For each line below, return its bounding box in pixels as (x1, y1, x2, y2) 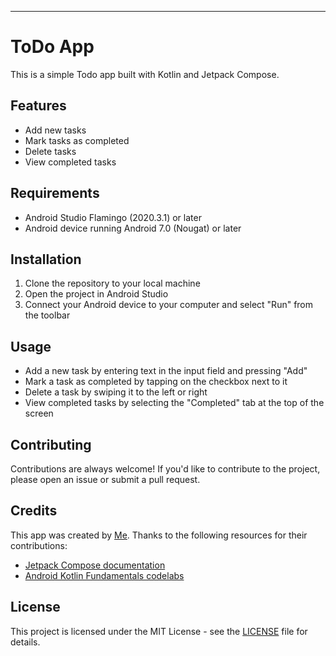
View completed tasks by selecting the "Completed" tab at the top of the (24, 397, 325, 409)
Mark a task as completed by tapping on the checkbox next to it (24, 376, 288, 388)
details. (10, 636, 41, 648)
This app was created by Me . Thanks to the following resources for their (10, 529, 308, 541)
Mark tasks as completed (24, 134, 130, 146)
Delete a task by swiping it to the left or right (24, 386, 208, 398)
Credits (10, 502, 58, 520)
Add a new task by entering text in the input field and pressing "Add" (24, 365, 308, 377)
